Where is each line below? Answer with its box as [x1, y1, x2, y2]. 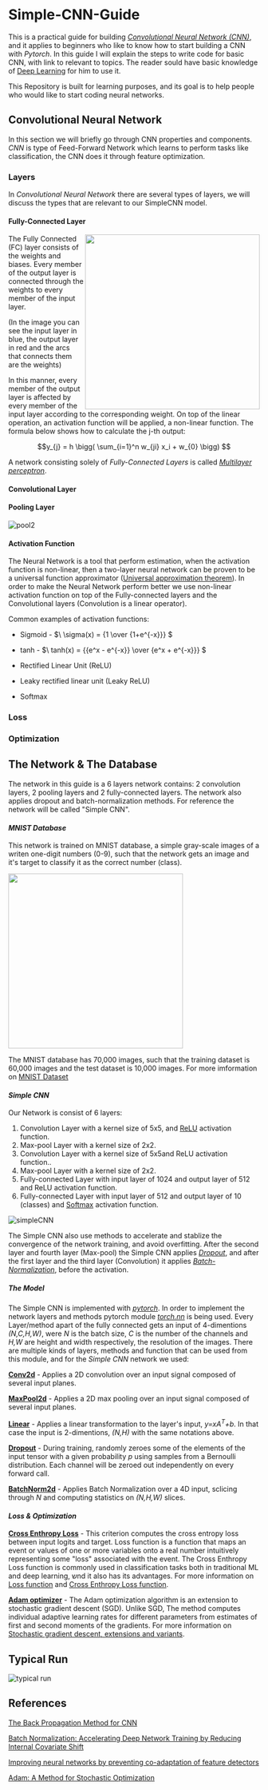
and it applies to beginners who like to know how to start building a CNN [8, 40, 246, 50]
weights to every [8, 285, 64, 295]
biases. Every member [8, 260, 82, 269]
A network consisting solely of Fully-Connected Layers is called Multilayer [8, 457, 253, 467]
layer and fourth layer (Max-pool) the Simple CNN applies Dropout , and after [8, 1248, 259, 1258]
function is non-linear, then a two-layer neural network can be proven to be [8, 565, 256, 575]
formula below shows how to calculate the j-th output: [8, 426, 186, 437]
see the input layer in [8, 326, 77, 336]
